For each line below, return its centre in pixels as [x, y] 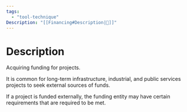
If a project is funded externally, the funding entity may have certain [88, 97]
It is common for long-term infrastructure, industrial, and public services [93, 79]
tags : [13, 11]
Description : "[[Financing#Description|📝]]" [61, 22]
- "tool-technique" [35, 17]
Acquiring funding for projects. [43, 67]
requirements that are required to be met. [56, 103]
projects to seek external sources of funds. [58, 85]
